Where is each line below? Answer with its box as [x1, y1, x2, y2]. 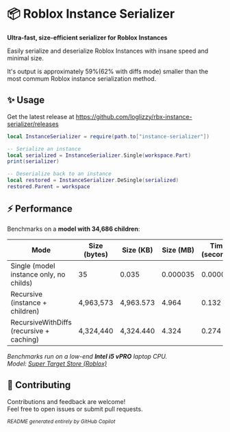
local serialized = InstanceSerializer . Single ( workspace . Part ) [7, 152, 192, 159]
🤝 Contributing [7, 379, 71, 391]
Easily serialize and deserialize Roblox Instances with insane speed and [7, 47, 209, 55]
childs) [10, 278, 33, 288]
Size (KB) [122, 245, 153, 255]
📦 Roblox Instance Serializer [7, 6, 175, 22]
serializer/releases [7, 120, 60, 128]
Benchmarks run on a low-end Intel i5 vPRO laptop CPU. [7, 352, 168, 360]
